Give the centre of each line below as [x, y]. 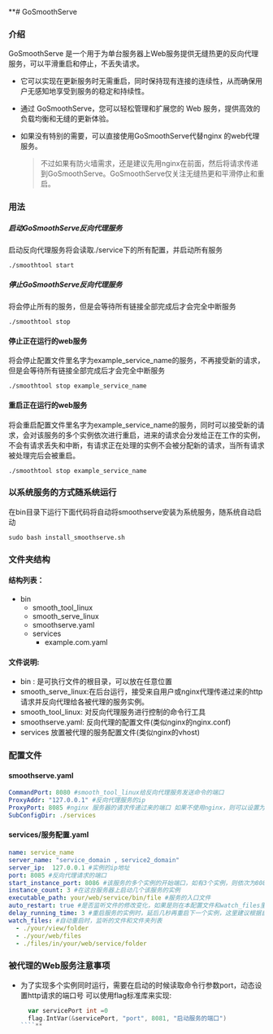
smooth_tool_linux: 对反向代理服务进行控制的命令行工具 [113, 712]
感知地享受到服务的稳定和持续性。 [91, 91]
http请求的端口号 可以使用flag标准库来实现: [100, 995]
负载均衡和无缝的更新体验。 [67, 119]
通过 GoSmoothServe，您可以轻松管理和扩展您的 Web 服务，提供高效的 [140, 108]
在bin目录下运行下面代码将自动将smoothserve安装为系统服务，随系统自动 [132, 511]
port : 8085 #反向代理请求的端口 [58, 875]
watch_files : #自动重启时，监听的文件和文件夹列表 [85, 920]
